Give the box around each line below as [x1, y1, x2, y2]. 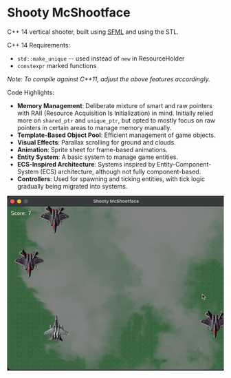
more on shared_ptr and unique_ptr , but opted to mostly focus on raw [16, 116, 216, 125]
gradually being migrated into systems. [16, 182, 128, 190]
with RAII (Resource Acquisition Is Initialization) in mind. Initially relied [16, 109, 214, 117]
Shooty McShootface [7, 5, 131, 21]
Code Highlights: [7, 88, 55, 96]
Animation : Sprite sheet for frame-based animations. [16, 145, 168, 154]
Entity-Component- [157, 160, 212, 168]
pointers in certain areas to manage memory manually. [16, 123, 172, 132]
